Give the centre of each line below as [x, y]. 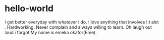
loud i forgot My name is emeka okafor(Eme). [51, 32]
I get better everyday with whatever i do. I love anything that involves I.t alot [82, 22]
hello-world [29, 9]
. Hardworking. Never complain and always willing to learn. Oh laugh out [78, 27]
